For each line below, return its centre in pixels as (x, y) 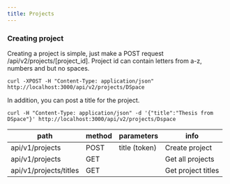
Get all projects (190, 159)
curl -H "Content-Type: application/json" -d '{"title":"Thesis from (110, 113)
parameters (139, 136)
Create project (189, 148)
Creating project (36, 38)
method (99, 136)
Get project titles (192, 170)
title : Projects (31, 14)
